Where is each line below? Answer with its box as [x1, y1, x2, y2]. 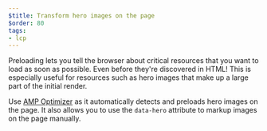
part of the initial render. [8, 81, 88, 91]
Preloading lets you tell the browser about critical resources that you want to [8, 56, 259, 65]
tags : [8, 26, 26, 34]
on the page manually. [8, 113, 81, 124]
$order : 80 [8, 19, 45, 27]
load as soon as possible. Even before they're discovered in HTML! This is [8, 65, 251, 74]
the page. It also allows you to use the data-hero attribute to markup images [8, 105, 257, 115]
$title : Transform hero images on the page [8, 11, 155, 20]
